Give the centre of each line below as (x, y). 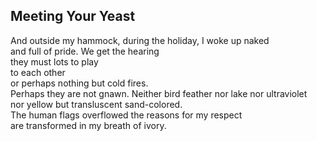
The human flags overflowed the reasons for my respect (126, 115)
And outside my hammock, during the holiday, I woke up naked (140, 40)
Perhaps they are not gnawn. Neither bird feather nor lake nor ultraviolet (159, 93)
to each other (38, 72)
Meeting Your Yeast (73, 16)
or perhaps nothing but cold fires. (79, 83)
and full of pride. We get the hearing (85, 51)
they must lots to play (54, 61)
